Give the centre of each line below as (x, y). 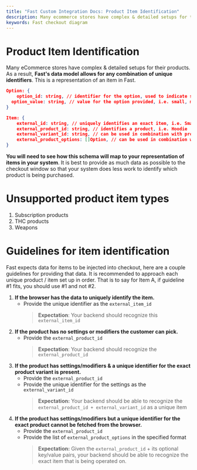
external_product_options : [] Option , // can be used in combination (102, 140)
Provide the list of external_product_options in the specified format (105, 437)
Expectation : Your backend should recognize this (98, 315)
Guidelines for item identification (88, 251)
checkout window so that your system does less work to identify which (92, 169)
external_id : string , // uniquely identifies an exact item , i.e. (99, 123)
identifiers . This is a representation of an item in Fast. (71, 80)
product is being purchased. (40, 175)
